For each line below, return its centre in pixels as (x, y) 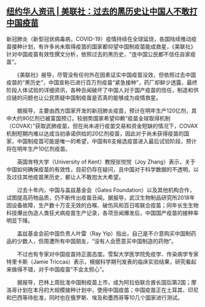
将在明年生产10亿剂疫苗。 (39, 148)
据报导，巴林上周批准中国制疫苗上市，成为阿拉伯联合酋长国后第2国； (104, 282)
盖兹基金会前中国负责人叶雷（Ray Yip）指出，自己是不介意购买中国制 (104, 233)
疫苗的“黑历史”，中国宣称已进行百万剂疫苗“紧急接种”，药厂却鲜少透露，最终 (102, 82)
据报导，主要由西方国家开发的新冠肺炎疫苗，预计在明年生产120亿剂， (104, 110)
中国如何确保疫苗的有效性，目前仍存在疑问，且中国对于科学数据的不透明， (100, 169)
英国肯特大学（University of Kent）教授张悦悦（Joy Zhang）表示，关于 (106, 162)
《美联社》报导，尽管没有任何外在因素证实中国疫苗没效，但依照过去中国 (106, 74)
